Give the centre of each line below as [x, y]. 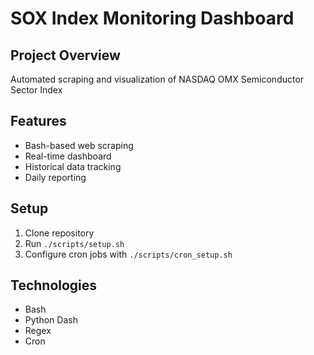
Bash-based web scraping [79, 145]
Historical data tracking [73, 166]
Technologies [54, 285]
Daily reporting [55, 177]
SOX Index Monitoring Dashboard [152, 18]
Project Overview [65, 55]
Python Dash [51, 320]
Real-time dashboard [68, 156]
